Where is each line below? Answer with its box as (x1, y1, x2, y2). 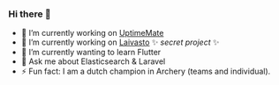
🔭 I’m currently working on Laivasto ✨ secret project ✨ (20, 37, 220, 47)
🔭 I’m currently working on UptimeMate (20, 28, 164, 39)
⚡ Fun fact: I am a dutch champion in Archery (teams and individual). (20, 66, 271, 77)
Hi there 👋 (8, 8, 52, 20)
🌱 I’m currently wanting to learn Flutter (20, 47, 162, 58)
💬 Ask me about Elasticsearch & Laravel (20, 56, 166, 67)
